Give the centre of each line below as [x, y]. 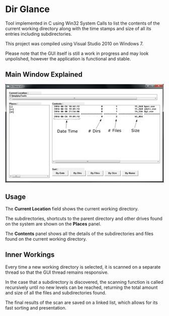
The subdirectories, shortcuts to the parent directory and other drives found [84, 219]
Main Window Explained [44, 75]
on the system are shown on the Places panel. [53, 224]
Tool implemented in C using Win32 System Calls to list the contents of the [82, 23]
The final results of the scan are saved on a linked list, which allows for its [81, 302]
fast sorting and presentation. [36, 307]
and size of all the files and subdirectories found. [56, 292]
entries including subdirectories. [39, 34]
